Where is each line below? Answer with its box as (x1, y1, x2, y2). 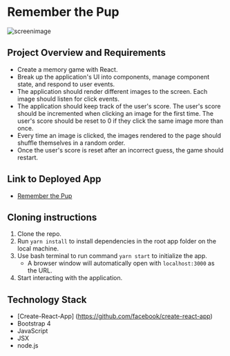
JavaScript (17, 327, 48, 335)
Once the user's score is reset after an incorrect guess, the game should (17, 146, 224, 154)
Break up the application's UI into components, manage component (17, 72, 210, 81)
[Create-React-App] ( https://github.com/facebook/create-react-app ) (17, 312, 213, 321)
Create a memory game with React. (17, 65, 118, 73)
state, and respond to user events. (17, 80, 115, 88)
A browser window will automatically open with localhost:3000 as (27, 259, 215, 268)
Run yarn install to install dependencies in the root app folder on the (17, 237, 216, 246)
